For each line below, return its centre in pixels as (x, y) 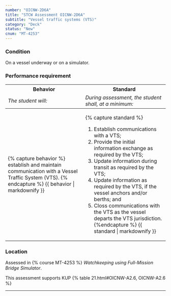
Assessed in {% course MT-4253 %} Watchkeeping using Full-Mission (79, 262)
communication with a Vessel (43, 171)
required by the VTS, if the (125, 186)
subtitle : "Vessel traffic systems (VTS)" (51, 19)
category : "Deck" (24, 24)
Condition (18, 52)
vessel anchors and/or (121, 193)
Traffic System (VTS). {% (38, 178)
